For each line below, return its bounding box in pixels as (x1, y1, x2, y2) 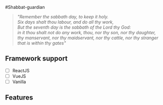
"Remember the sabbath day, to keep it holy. (17, 14, 109, 19)
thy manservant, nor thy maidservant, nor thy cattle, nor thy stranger (17, 35, 159, 41)
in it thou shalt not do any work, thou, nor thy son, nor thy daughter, (17, 30, 156, 35)
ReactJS (12, 67, 30, 73)
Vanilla (12, 79, 26, 85)
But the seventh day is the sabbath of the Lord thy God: (17, 24, 131, 30)
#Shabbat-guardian (5, 4, 45, 10)
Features (5, 94, 33, 102)
